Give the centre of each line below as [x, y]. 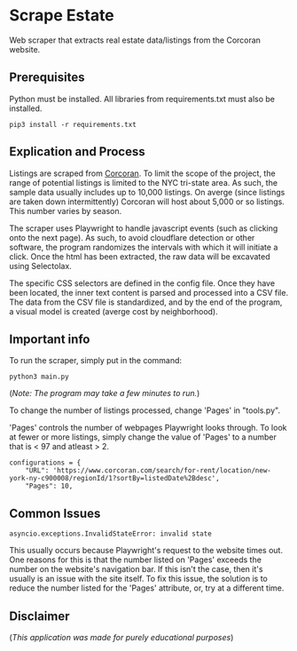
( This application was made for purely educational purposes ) [121, 637]
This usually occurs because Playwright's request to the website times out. [146, 551]
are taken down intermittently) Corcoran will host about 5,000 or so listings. [147, 202]
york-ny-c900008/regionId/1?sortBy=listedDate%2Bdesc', [114, 479]
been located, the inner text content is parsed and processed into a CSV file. [149, 292]
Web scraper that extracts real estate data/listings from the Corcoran [135, 40]
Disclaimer [39, 616]
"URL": [37, 471]
